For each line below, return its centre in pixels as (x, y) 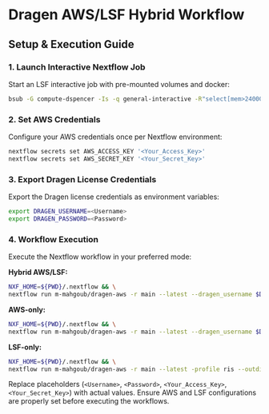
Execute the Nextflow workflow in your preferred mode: (100, 257)
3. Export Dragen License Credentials (82, 179)
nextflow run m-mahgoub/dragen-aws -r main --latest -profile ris (121, 369)
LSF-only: (25, 347)
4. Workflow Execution (53, 239)
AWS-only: (27, 309)
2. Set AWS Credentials (54, 119)
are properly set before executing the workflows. (89, 401)
